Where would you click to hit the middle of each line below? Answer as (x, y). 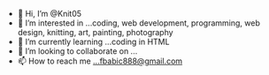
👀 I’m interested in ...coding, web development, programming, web (139, 23)
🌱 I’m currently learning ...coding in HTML (93, 41)
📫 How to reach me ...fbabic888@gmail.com (100, 61)
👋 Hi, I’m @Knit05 (50, 14)
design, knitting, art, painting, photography (96, 32)
